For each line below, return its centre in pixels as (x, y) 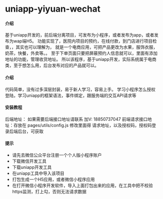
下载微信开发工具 (29, 161)
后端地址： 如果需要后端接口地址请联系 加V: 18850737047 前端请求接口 (76, 119)
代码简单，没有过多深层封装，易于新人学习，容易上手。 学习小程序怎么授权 (80, 89)
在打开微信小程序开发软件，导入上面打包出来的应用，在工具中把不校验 (82, 185)
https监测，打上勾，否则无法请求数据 (49, 191)
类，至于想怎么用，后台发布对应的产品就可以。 (52, 65)
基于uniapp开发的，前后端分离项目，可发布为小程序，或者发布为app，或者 (80, 35)
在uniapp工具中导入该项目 (38, 173)
